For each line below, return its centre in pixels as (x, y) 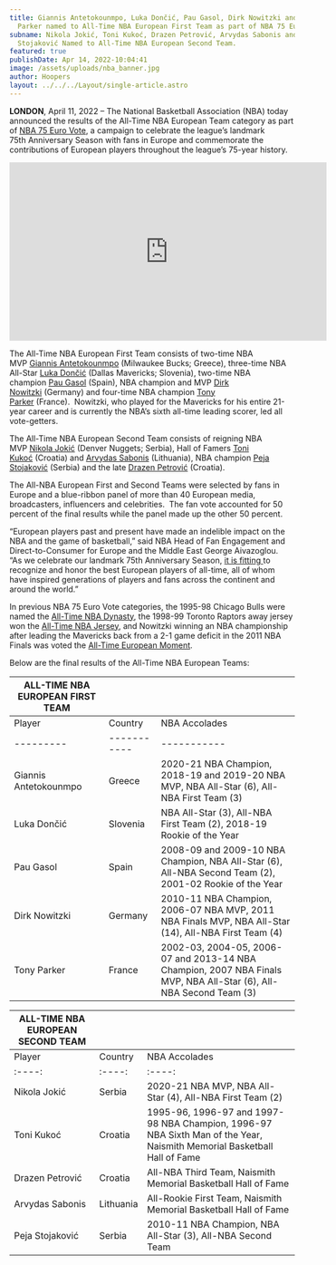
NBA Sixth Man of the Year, (204, 1135)
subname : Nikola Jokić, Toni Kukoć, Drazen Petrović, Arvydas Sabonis (145, 34)
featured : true (38, 52)
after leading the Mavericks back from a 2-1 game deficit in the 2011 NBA (145, 635)
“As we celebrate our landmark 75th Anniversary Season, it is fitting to (140, 560)
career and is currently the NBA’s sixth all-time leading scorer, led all (155, 411)
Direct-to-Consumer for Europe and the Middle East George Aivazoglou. (144, 550)
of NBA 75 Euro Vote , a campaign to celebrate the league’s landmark (137, 130)
